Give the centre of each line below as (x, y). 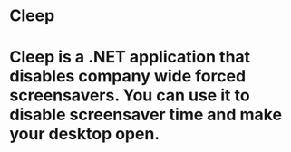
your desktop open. (85, 134)
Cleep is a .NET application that (130, 57)
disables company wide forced (128, 76)
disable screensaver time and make (146, 115)
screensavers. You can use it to (130, 95)
